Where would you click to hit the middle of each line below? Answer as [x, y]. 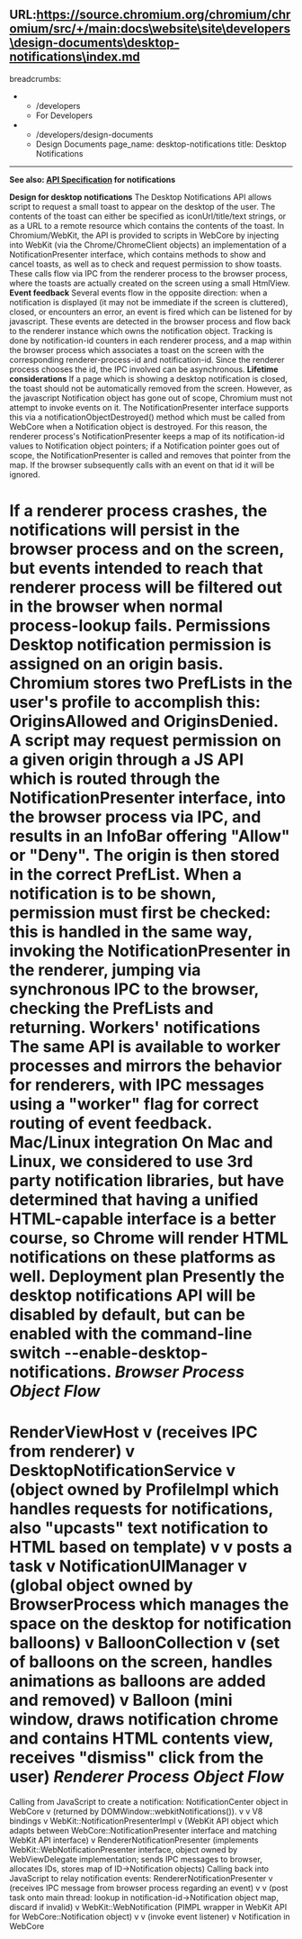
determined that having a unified [134, 1200]
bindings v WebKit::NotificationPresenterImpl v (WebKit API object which [144, 1821]
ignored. [25, 474]
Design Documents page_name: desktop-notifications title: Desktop [161, 144]
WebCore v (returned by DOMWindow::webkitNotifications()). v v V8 [136, 1811]
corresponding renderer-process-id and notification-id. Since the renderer [147, 359]
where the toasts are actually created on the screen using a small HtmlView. [150, 283]
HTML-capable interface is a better [143, 1219]
